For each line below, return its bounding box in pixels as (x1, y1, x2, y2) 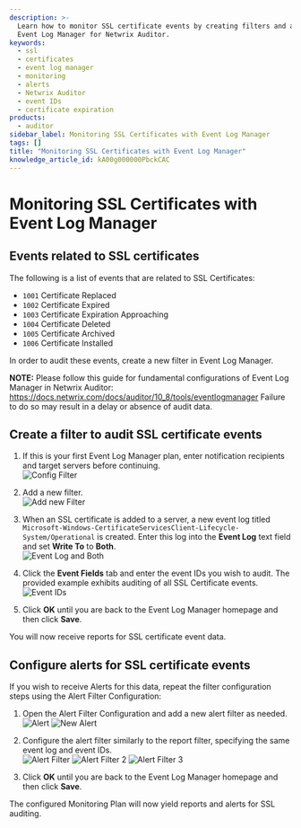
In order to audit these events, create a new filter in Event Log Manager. (9, 355, 274, 366)
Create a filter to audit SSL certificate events (9, 427, 262, 442)
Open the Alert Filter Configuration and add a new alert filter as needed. (21, 709, 288, 719)
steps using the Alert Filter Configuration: (9, 691, 162, 701)
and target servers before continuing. (21, 460, 161, 471)
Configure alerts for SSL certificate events (9, 657, 251, 673)
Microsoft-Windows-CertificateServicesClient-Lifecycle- (21, 524, 240, 533)
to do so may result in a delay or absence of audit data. (9, 401, 213, 411)
